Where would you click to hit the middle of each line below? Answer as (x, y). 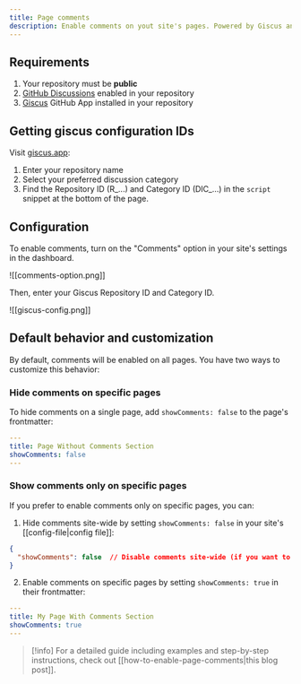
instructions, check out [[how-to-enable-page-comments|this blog (155, 660)
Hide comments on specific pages (85, 393)
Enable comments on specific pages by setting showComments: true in (150, 583)
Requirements (49, 62)
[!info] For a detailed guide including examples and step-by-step (150, 650)
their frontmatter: (54, 592)
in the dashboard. (42, 257)
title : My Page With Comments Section (82, 617)
